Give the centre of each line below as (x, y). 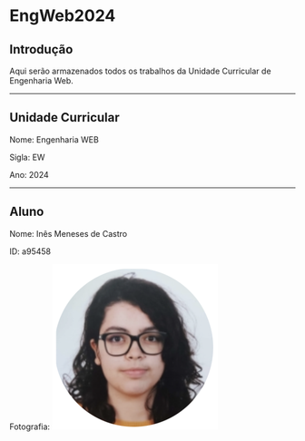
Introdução (41, 49)
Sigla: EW (27, 157)
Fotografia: (30, 426)
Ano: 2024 (30, 174)
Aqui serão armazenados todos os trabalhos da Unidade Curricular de (140, 71)
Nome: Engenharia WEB (54, 139)
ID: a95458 (30, 251)
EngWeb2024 (63, 16)
